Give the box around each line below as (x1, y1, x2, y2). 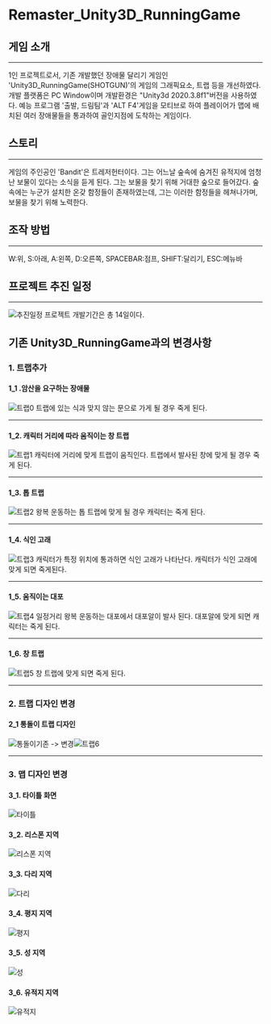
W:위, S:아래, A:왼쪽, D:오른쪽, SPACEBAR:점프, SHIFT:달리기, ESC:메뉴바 (8, 253, 244, 263)
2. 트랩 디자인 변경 (8, 698, 76, 709)
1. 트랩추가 (8, 362, 48, 373)
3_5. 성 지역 (8, 948, 46, 958)
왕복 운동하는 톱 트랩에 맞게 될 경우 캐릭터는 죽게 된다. (35, 507, 206, 517)
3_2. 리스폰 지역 (8, 830, 59, 839)
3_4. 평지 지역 (8, 909, 52, 918)
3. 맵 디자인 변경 (8, 769, 69, 780)
